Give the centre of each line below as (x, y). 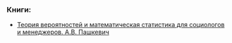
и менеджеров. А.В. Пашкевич (63, 32)
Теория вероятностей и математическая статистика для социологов (121, 25)
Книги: (19, 10)
